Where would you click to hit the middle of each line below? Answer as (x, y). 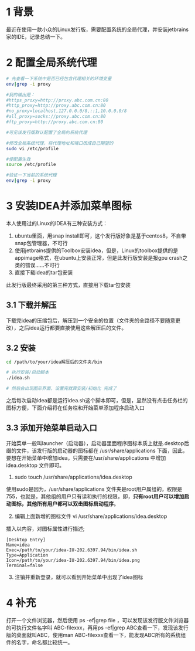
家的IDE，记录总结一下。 (36, 36)
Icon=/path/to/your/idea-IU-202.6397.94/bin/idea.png (73, 560)
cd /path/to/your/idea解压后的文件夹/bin (54, 362)
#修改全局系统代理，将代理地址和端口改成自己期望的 (60, 143)
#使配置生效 (18, 159)
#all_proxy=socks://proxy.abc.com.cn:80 (56, 117)
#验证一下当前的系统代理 (31, 175)
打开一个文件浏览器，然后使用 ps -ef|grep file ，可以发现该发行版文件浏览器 (97, 620)
